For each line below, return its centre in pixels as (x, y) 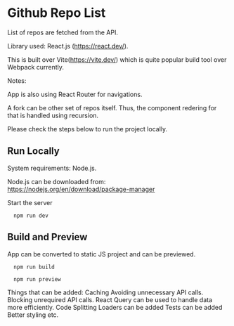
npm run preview (37, 279)
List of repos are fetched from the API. (63, 32)
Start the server (30, 202)
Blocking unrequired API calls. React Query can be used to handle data (110, 299)
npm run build (34, 267)
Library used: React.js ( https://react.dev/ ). (68, 46)
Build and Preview (47, 237)
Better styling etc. (33, 315)
